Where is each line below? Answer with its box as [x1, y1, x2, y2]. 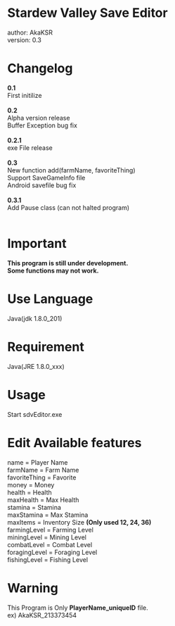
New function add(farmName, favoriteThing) [7, 165, 136, 174]
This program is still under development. [7, 258, 129, 267]
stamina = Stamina [7, 503, 62, 511]
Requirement [7, 339, 84, 355]
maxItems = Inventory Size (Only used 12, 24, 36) [7, 518, 152, 526]
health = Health [7, 488, 53, 496]
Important [7, 236, 67, 251]
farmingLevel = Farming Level [7, 525, 93, 534]
